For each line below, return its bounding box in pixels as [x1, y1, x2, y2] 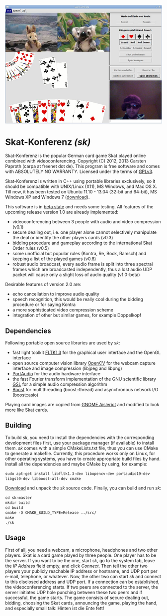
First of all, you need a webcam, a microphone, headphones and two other [5, 547, 158, 553]
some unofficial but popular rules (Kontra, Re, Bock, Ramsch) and [12, 251, 147, 257]
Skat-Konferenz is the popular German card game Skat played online [5, 153, 146, 159]
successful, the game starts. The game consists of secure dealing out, [5, 595, 150, 601]
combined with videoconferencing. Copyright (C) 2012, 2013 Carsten [5, 158, 147, 164]
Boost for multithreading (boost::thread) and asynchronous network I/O [12, 387, 159, 393]
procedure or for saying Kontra [12, 302, 76, 308]
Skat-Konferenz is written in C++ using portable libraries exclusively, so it [5, 178, 156, 184]
